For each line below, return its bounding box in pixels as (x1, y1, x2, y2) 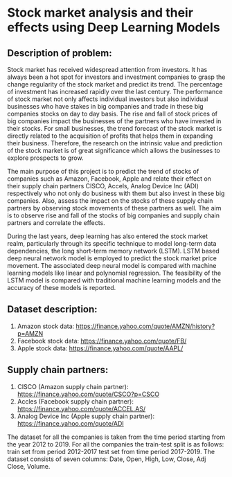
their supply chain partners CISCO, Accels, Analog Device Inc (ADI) (7, 182, 199, 190)
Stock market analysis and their (7, 5, 194, 21)
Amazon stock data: (17, 322, 75, 330)
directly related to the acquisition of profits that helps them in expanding (7, 132, 213, 140)
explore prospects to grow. (7, 154, 84, 162)
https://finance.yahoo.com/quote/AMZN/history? (75, 322, 215, 330)
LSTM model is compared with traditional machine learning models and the (7, 276, 222, 285)
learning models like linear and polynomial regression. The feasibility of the (7, 269, 222, 277)
